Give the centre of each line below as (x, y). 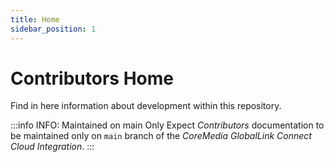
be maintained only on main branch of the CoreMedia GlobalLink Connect (161, 136)
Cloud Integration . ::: (52, 147)
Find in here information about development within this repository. (146, 106)
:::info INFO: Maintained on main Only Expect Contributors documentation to (167, 125)
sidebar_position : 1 (53, 29)
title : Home (35, 19)
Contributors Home (92, 78)
